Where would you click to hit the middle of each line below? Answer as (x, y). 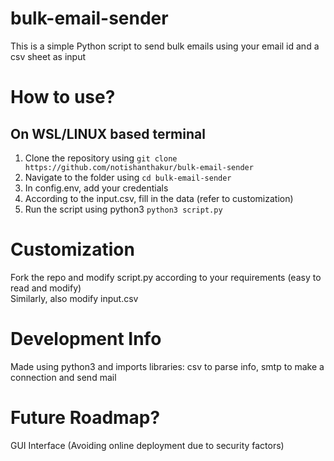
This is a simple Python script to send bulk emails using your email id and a (165, 46)
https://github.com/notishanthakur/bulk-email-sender (139, 167)
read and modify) (46, 288)
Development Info (86, 339)
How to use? (63, 97)
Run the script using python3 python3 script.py (123, 209)
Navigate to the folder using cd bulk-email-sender (128, 177)
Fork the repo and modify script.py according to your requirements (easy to (166, 277)
